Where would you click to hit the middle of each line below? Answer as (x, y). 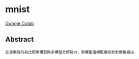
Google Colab (20, 23)
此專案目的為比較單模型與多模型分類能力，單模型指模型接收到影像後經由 (70, 52)
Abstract (20, 39)
